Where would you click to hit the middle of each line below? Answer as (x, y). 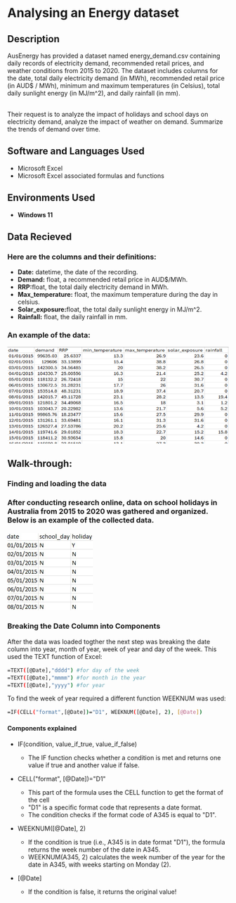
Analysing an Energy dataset (93, 13)
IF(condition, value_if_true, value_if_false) (77, 744)
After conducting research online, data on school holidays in (112, 502)
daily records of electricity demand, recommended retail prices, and (106, 63)
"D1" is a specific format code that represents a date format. (115, 807)
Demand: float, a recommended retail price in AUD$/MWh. (103, 280)
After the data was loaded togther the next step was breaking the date (109, 641)
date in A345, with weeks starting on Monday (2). (99, 864)
